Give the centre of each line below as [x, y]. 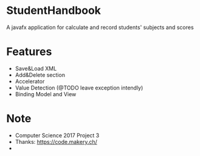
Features [29, 52]
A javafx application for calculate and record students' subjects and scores [100, 27]
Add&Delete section [40, 75]
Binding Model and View [46, 94]
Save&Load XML [36, 68]
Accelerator [30, 81]
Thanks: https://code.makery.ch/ [56, 141]
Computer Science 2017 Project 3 [57, 135]
